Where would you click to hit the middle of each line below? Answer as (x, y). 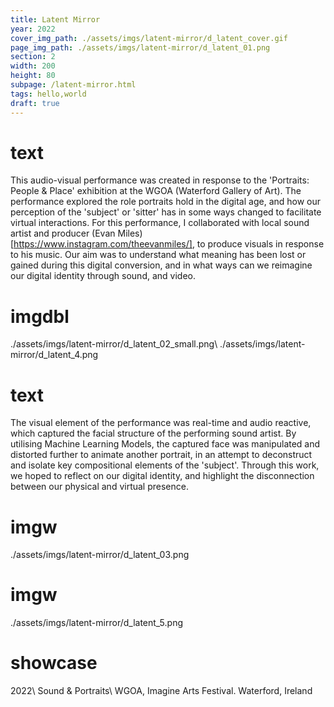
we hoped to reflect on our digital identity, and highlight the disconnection (162, 476)
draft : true (35, 103)
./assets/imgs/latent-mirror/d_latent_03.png (100, 555)
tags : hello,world (48, 94)
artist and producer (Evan (63, 233)
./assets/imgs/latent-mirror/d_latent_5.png (97, 623)
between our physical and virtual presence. (99, 487)
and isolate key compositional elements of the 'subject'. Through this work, (165, 465)
